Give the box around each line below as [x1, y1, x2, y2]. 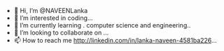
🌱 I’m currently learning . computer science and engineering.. [13, 21, 191, 29]
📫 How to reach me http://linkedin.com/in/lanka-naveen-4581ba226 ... [13, 37, 217, 44]
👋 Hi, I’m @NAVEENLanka [13, 7, 88, 14]
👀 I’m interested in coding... [13, 14, 93, 22]
